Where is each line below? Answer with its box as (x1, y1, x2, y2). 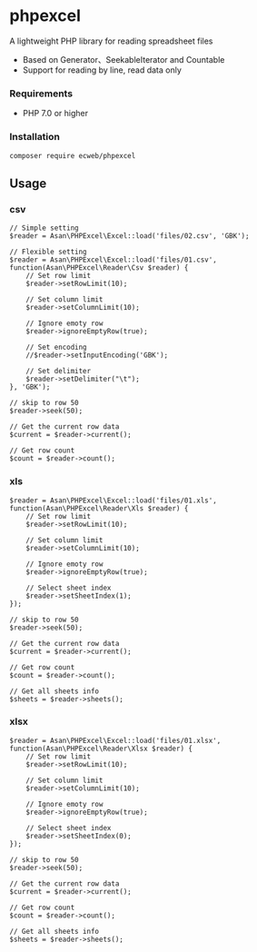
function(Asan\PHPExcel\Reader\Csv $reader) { (9, 263, 189, 273)
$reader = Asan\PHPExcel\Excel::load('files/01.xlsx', (9, 736, 222, 745)
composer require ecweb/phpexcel (9, 151, 136, 160)
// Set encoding (25, 342, 88, 352)
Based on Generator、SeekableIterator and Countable (22, 54, 225, 64)
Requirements (9, 87, 74, 100)
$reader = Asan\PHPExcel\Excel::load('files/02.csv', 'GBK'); (9, 232, 250, 241)
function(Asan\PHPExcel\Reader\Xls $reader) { (9, 503, 189, 513)
